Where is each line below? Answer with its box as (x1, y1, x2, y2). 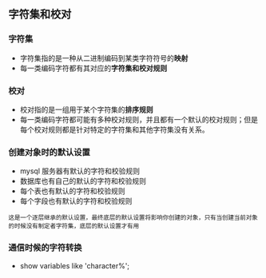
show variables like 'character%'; (19, 260, 130, 270)
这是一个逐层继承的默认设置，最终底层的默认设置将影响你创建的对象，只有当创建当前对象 (8, 214, 258, 222)
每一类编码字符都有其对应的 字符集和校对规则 (19, 63, 168, 73)
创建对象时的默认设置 (8, 146, 90, 157)
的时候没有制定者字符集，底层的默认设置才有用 (8, 222, 140, 230)
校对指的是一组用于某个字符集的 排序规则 (19, 105, 153, 114)
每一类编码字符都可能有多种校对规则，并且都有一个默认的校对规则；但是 (19, 114, 258, 124)
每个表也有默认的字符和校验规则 (19, 186, 125, 196)
